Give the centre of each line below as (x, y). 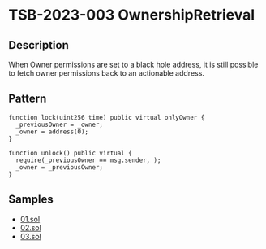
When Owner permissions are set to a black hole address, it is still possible (133, 64)
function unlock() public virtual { (70, 153)
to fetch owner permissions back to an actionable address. (107, 73)
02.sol (31, 227)
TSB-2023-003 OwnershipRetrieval (132, 15)
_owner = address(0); (52, 132)
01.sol (30, 219)
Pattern (28, 99)
